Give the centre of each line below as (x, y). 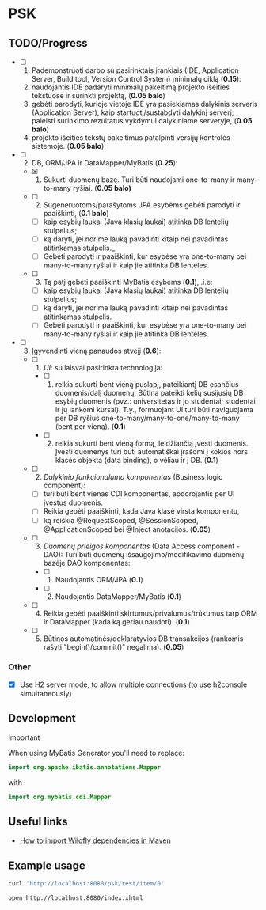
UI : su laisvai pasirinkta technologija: (103, 368)
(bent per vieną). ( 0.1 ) (91, 427)
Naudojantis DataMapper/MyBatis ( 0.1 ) (118, 596)
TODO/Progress (48, 43)
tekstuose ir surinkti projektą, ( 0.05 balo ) (99, 95)
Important (24, 737)
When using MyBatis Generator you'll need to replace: (96, 753)
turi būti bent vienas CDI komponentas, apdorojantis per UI (139, 494)
